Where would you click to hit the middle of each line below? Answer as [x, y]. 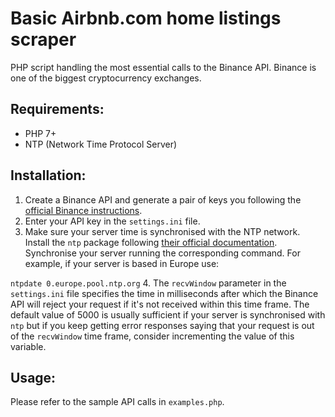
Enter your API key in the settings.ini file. [112, 221]
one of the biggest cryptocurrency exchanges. [106, 78]
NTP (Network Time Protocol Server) [101, 144]
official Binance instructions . [83, 210]
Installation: [48, 175]
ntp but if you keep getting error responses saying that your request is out [162, 325]
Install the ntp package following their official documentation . [151, 242]
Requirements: [57, 109]
